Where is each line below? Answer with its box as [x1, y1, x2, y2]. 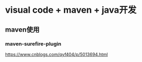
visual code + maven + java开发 [5, 4, 137, 16]
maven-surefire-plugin [5, 40, 62, 47]
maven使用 [5, 25, 40, 34]
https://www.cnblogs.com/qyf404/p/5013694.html [5, 51, 108, 57]
